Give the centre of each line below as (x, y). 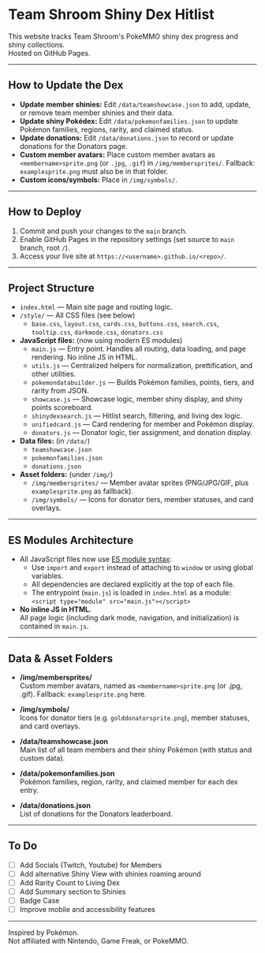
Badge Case (39, 901)
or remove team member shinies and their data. (97, 113)
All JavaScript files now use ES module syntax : (95, 559)
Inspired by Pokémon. (43, 933)
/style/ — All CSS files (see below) (77, 315)
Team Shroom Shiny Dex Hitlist (111, 15)
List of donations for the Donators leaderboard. (96, 814)
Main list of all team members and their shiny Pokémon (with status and (136, 750)
